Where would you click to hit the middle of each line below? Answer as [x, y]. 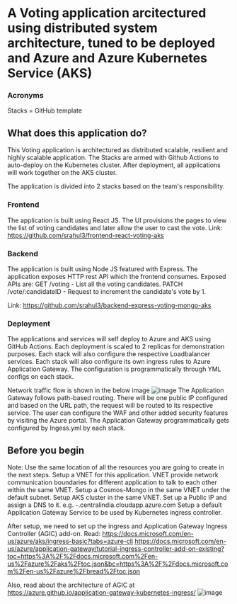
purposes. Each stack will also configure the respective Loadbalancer [109, 354]
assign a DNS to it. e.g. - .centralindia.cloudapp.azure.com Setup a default [115, 505]
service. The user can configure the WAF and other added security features [118, 413]
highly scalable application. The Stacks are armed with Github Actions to [113, 158]
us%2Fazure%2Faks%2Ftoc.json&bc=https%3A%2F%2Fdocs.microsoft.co [118, 564]
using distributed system [82, 28]
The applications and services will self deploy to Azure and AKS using [109, 339]
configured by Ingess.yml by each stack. [67, 428]
